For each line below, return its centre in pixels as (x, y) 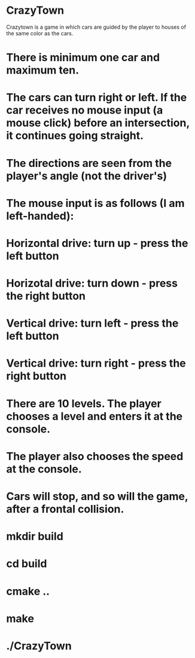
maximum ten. (43, 70)
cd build (27, 564)
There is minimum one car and (83, 58)
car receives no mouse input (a (85, 110)
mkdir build (35, 537)
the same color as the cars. (40, 33)
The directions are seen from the (89, 163)
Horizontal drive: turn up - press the (97, 243)
